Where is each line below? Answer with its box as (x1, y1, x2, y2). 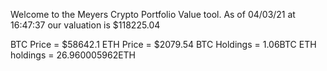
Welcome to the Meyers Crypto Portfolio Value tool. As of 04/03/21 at (10, 9, 296, 20)
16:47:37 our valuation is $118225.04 (10, 19, 161, 31)
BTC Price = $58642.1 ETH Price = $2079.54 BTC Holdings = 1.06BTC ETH (10, 39, 317, 50)
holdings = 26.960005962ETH (10, 49, 137, 61)
